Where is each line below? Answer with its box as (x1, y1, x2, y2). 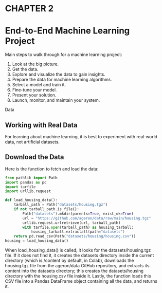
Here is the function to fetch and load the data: (5, 166, 99, 172)
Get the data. (12, 66, 38, 72)
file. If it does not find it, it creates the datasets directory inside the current (5, 253, 154, 258)
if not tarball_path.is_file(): (14, 207, 79, 212)
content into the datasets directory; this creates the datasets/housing (5, 268, 144, 274)
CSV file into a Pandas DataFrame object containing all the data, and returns (5, 278, 158, 284)
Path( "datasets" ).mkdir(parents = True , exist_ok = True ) (22, 211, 134, 216)
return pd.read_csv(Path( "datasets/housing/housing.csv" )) (14, 234, 136, 239)
